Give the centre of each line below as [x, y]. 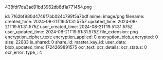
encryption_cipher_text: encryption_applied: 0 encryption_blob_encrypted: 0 [81, 37]
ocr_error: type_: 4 [24, 52]
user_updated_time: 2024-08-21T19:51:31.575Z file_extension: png [72, 32]
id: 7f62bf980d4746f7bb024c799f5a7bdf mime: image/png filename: [75, 16]
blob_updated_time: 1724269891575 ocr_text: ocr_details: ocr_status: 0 [76, 47]
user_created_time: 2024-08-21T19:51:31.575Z [86, 27]
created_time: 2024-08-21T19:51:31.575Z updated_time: [61, 22]
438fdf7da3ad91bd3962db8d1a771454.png [48, 7]
